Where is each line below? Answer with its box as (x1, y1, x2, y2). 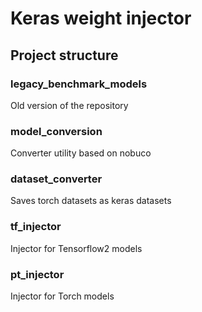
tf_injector (10, 220, 62, 234)
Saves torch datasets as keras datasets (10, 195, 172, 207)
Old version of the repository (10, 99, 129, 111)
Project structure (10, 47, 119, 64)
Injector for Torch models (10, 290, 115, 302)
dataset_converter (10, 172, 103, 186)
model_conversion (10, 124, 103, 138)
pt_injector (10, 267, 65, 281)
